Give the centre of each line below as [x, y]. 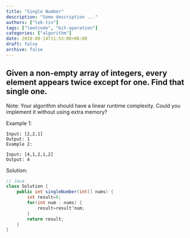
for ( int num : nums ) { [55, 203]
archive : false [25, 50]
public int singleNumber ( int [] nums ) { [65, 192]
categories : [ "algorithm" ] [39, 33]
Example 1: [19, 123]
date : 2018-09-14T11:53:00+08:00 [47, 39]
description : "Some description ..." [52, 17]
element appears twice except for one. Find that [95, 82]
